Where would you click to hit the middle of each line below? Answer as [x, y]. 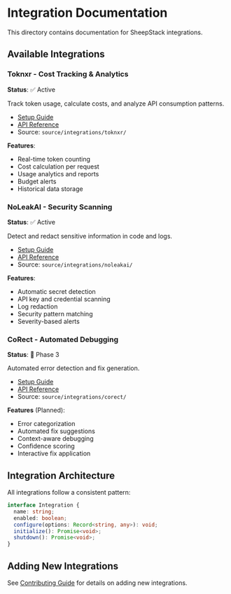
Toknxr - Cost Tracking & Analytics [68, 74]
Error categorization [46, 424]
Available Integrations [56, 54]
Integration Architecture [61, 475]
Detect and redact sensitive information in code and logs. [90, 236]
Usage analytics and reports [58, 174]
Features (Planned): [36, 410]
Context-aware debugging [55, 439]
